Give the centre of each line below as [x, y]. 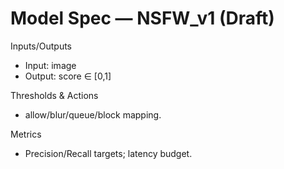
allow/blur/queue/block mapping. [93, 114]
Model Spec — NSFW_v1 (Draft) [142, 18]
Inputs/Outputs [41, 46]
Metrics [26, 134]
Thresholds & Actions [54, 95]
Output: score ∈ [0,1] [68, 76]
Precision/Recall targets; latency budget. [108, 153]
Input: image [50, 65]
